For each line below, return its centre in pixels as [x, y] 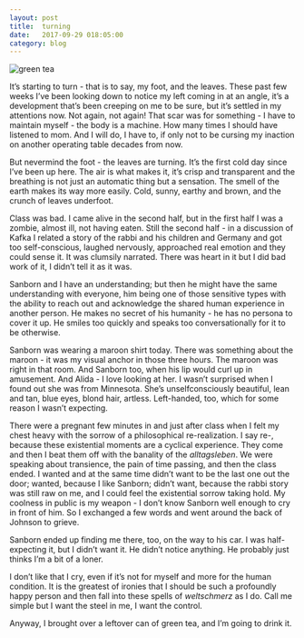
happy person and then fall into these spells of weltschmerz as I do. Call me [151, 596]
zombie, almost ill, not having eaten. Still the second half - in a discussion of [152, 228]
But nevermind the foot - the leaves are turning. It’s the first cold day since [148, 162]
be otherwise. [35, 333]
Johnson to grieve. [44, 523]
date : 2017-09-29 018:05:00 [67, 35]
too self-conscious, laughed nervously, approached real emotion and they [147, 247]
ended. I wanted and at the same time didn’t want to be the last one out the [150, 474]
